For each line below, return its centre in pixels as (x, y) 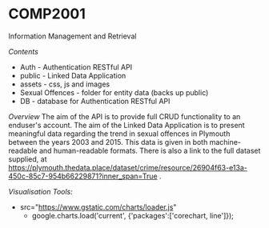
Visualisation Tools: (41, 191)
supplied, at (28, 159)
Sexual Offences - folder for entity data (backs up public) (114, 92)
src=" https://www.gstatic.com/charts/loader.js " (98, 207)
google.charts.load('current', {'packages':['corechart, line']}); (133, 215)
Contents (23, 51)
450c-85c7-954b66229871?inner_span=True (83, 176)
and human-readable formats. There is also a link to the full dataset (150, 150)
